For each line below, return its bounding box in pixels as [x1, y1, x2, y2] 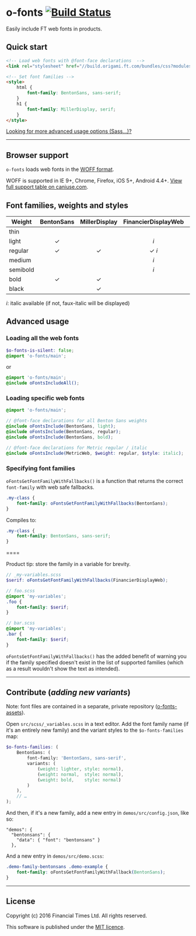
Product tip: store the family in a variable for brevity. [6, 561, 131, 568]
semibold [9, 266, 34, 273]
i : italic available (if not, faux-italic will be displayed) [6, 300, 130, 307]
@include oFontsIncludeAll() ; [6, 380, 80, 386]
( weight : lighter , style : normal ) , [37, 766, 124, 772]
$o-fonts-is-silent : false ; [6, 347, 75, 354]
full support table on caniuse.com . [6, 183, 89, 190]
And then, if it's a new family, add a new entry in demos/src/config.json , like [6, 810, 190, 817]
